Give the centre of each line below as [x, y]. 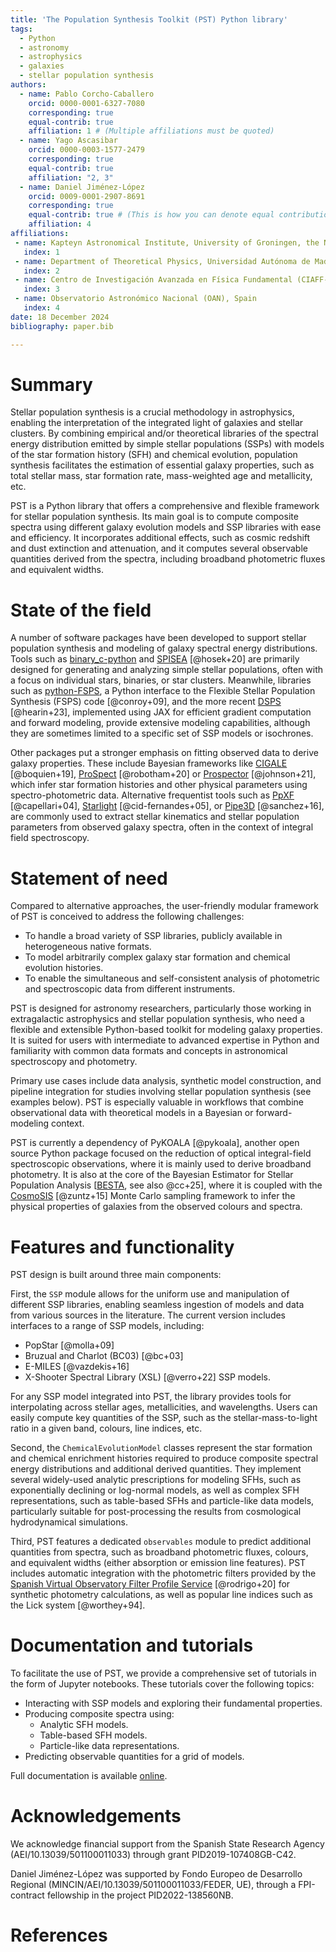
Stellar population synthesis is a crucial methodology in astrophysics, [152, 412]
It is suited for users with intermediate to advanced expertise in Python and [165, 1040]
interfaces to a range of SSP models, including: [107, 1326]
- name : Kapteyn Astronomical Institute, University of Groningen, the [167, 242]
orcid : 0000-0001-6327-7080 [86, 103]
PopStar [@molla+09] [69, 1345]
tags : [21, 29]
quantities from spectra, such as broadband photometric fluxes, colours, [159, 1552]
